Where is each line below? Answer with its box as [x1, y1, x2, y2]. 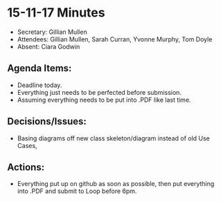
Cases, [17, 141, 37, 149]
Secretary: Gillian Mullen [17, 28, 88, 36]
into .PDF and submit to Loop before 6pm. [17, 187, 137, 195]
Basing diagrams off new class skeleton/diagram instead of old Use [17, 134, 210, 143]
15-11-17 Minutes [7, 5, 105, 21]
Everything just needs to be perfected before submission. [17, 88, 182, 96]
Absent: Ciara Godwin [17, 42, 80, 50]
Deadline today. [17, 81, 62, 89]
